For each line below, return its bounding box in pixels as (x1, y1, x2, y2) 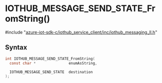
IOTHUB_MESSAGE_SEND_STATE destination (9, 69, 93, 74)
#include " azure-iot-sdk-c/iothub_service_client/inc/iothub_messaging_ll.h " (5, 29, 158, 35)
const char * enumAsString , (9, 61, 97, 66)
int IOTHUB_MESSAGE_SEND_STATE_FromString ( (5, 56, 95, 61)
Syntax (5, 43, 27, 51)
